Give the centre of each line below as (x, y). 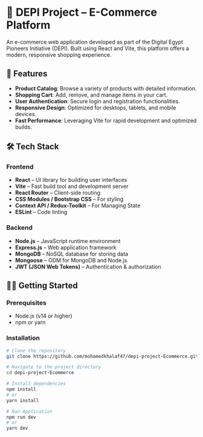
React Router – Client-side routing (58, 193)
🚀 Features (27, 74)
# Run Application (29, 411)
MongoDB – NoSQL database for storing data (72, 254)
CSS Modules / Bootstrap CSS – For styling (69, 199)
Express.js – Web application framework (66, 247)
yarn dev (17, 429)
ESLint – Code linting (41, 212)
